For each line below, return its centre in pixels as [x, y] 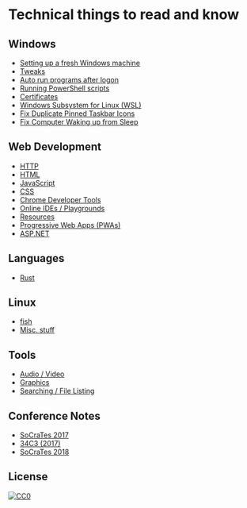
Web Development [55, 147]
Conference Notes [55, 416]
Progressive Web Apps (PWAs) [70, 225]
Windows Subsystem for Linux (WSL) [80, 105]
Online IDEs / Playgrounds [62, 208]
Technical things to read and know [124, 15]
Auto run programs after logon [69, 80]
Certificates [39, 96]
